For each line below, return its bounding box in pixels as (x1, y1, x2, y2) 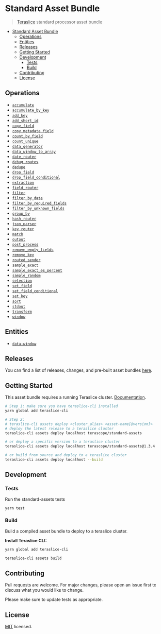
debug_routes (12, 159, 39, 164)
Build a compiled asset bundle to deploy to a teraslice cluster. (5, 528, 128, 534)
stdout (12, 304, 26, 309)
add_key (12, 113, 28, 118)
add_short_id (12, 118, 39, 123)
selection (12, 278, 32, 283)
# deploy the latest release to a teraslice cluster (5, 426, 114, 431)
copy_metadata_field (12, 128, 54, 134)
